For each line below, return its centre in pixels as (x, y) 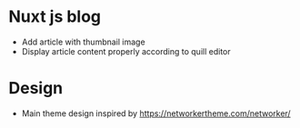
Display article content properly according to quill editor (126, 51)
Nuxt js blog (55, 17)
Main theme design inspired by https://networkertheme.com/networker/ (156, 113)
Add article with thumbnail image (84, 42)
